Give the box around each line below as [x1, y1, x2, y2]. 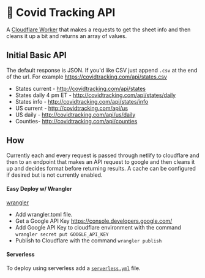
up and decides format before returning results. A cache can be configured [6, 164, 196, 172]
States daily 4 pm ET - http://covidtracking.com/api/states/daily [15, 91, 176, 99]
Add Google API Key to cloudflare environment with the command [15, 223, 182, 231]
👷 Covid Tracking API [6, 6, 116, 20]
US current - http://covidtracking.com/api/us [15, 104, 129, 112]
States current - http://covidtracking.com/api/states [15, 85, 146, 92]
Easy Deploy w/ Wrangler [6, 185, 72, 193]
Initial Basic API [6, 50, 67, 61]
